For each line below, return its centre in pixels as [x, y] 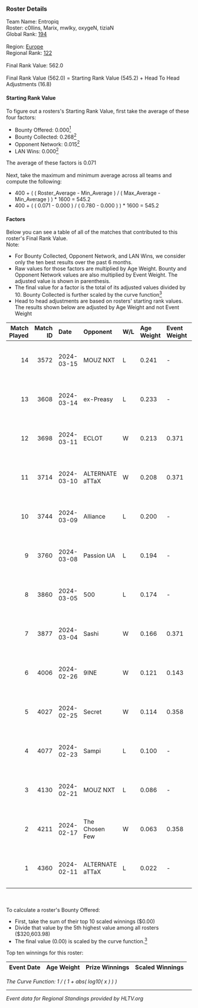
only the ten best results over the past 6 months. [73, 262]
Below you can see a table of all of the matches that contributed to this [92, 232]
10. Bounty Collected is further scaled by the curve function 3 [88, 294]
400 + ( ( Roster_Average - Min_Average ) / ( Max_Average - [88, 193]
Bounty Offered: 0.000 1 [43, 129]
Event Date [25, 967]
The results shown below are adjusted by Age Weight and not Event [97, 307]
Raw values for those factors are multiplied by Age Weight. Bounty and [100, 269]
